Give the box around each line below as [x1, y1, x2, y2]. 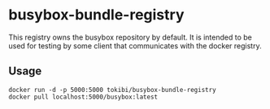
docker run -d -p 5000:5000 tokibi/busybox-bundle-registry [8, 86, 217, 94]
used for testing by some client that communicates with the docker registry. [8, 40, 262, 50]
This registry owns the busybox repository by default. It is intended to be [8, 32, 252, 42]
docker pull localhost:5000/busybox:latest [8, 93, 159, 101]
